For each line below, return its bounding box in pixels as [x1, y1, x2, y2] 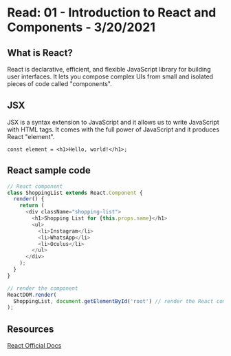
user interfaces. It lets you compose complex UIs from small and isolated [7, 72, 214, 81]
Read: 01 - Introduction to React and [7, 5, 217, 21]
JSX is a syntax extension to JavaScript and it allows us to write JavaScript [7, 118, 219, 126]
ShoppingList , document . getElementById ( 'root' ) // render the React [13, 297, 214, 304]
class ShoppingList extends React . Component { [7, 189, 143, 196]
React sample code [7, 165, 91, 176]
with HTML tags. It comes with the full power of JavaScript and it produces [7, 125, 220, 134]
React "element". [7, 132, 55, 140]
